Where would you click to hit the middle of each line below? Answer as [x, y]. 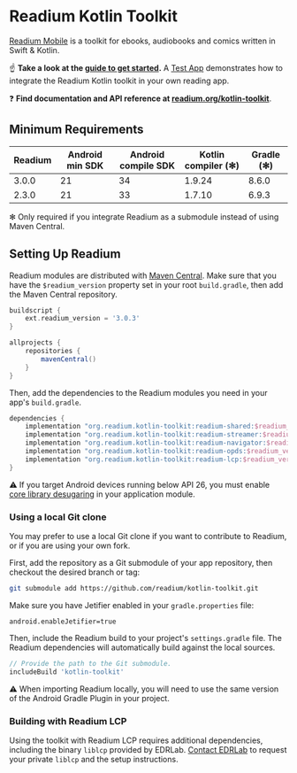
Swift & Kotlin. [34, 50]
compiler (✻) [212, 166]
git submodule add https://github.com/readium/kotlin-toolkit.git [134, 588]
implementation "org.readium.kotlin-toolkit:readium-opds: [136, 452]
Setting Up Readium [65, 254]
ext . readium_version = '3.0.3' [83, 319]
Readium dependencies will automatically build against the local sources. [142, 647]
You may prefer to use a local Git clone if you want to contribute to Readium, [148, 536]
